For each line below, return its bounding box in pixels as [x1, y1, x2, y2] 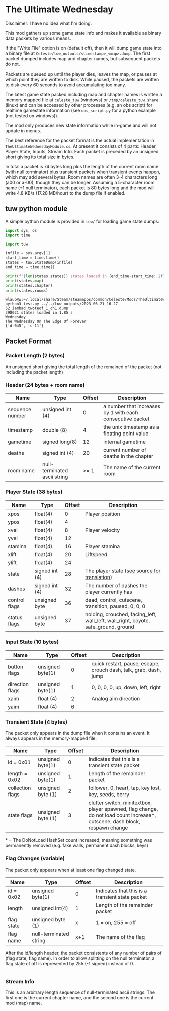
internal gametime [103, 438, 146, 445]
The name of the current [103, 464, 161, 471]
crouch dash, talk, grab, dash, [91, 666, 161, 673]
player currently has [85, 588, 132, 595]
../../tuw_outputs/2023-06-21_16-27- [41, 301, 121, 307]
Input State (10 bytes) [5, 638, 59, 645]
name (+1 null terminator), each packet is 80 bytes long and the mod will [5, 185, 155, 191]
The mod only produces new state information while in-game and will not [5, 122, 157, 128]
